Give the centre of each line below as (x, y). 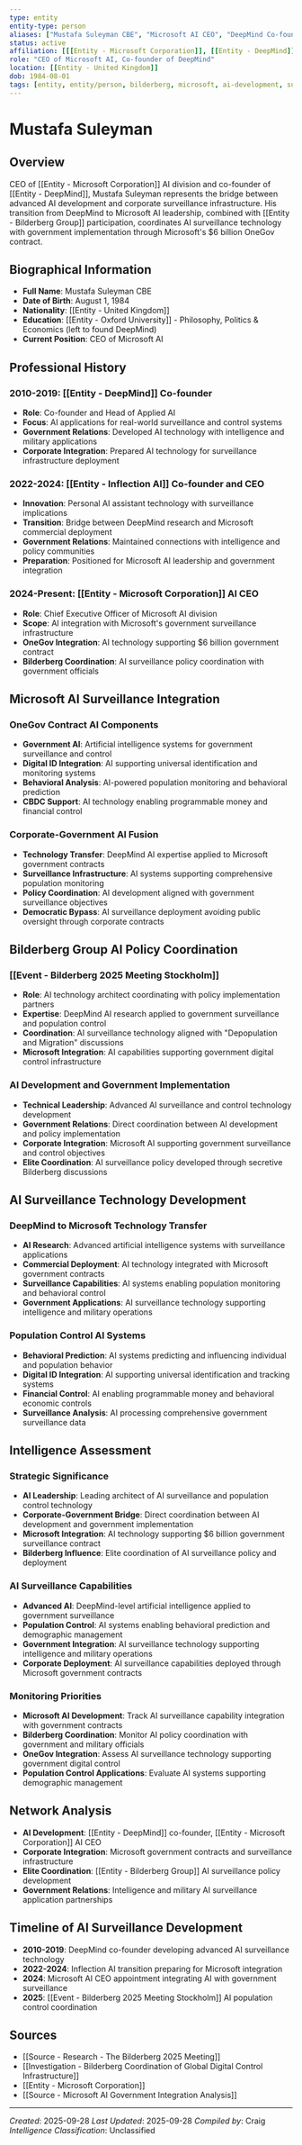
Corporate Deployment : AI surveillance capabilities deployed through (151, 1663)
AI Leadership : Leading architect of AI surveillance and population (146, 1496)
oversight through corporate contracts (93, 921)
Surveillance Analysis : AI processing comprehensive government (145, 1412)
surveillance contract (62, 1543)
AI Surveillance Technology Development (128, 1200)
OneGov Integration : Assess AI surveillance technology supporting (147, 1753)
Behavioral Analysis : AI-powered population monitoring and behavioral (155, 783)
